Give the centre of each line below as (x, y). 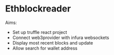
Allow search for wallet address (45, 48)
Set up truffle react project (40, 32)
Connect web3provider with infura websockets (61, 37)
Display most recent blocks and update (53, 42)
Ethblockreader (38, 9)
